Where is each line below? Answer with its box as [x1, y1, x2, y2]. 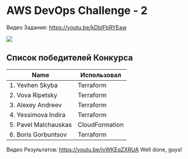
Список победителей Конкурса [6, 53, 133, 63]
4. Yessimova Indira [9, 110, 66, 119]
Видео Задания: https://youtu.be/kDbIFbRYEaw [6, 24, 127, 31]
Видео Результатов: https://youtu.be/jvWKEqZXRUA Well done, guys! [6, 146, 183, 153]
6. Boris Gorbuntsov [9, 130, 67, 138]
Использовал [80, 70, 121, 79]
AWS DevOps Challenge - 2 [6, 4, 148, 18]
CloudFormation [78, 120, 124, 129]
